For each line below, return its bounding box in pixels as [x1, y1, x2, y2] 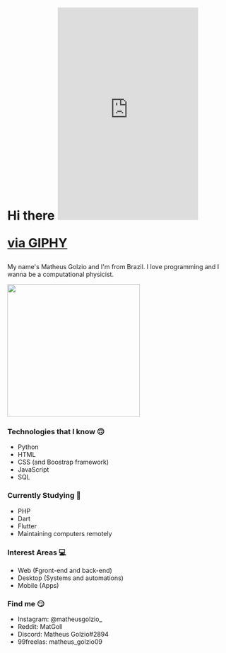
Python [17, 443, 39, 451]
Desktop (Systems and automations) [17, 574, 124, 582]
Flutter [17, 521, 37, 530]
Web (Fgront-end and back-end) [17, 567, 113, 575]
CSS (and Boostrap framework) [17, 458, 109, 467]
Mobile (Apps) [17, 581, 59, 590]
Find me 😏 [7, 599, 45, 608]
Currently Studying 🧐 [7, 491, 81, 501]
